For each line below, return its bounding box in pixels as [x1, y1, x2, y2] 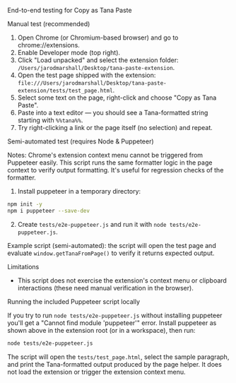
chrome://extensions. [17, 41, 80, 49]
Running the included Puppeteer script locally [7, 297, 140, 306]
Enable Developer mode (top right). [17, 49, 121, 57]
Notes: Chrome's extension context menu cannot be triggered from [7, 151, 203, 159]
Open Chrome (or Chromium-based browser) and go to [17, 33, 179, 42]
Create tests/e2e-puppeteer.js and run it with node [17, 220, 167, 228]
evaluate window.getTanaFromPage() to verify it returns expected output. [7, 249, 215, 257]
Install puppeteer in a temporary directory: [17, 187, 141, 195]
